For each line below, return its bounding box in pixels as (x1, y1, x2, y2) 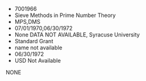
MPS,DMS (14, 18, 41, 25)
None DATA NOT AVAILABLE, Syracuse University (14, 31, 140, 38)
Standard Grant (14, 38, 53, 44)
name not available (14, 44, 62, 51)
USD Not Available (14, 57, 61, 64)
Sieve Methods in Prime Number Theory (14, 12, 116, 19)
